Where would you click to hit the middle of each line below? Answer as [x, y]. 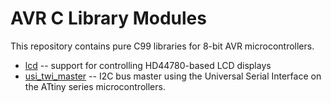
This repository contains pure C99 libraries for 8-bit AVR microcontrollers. [162, 46]
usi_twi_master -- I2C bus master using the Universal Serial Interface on [173, 76]
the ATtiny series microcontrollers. [95, 86]
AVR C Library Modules [108, 18]
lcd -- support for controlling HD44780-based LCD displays [148, 65]
